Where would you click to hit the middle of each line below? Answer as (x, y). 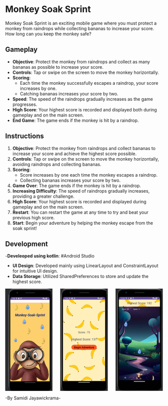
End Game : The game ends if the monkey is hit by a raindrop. (75, 120)
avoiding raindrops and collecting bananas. (57, 164)
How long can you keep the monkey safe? (48, 34)
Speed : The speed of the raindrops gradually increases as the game (83, 99)
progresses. (25, 104)
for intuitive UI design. (35, 271)
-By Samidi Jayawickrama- (33, 398)
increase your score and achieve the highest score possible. (74, 154)
